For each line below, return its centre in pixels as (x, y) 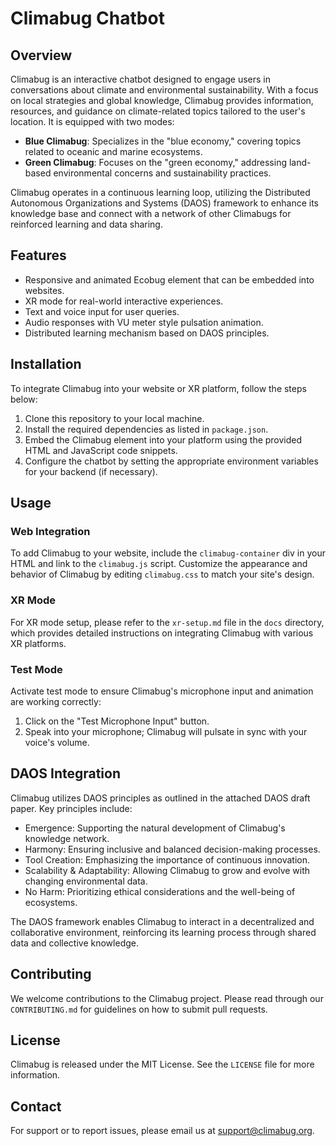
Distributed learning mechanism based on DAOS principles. (147, 333)
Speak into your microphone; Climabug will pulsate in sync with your (166, 731)
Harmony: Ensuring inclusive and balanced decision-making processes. (172, 849)
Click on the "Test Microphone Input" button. (117, 721)
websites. (44, 290)
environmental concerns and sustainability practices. (162, 173)
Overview (41, 55)
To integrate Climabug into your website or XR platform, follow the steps (158, 388)
